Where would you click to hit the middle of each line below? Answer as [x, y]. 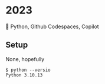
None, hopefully [25, 59]
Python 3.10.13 [24, 75]
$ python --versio [28, 70]
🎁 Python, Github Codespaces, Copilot [52, 26]
